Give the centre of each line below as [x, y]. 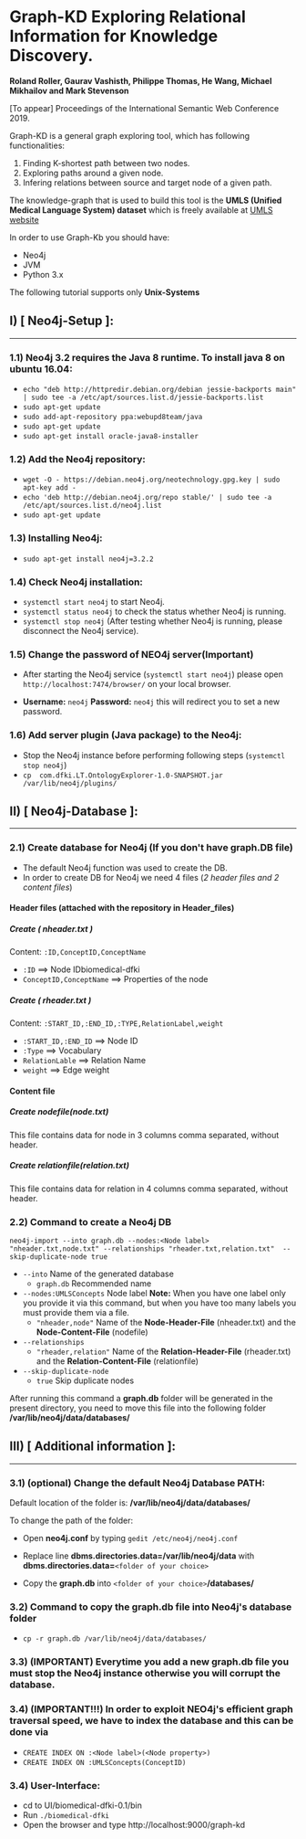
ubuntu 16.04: [41, 369]
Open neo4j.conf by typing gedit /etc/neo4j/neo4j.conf [130, 1538]
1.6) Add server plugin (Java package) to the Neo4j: [126, 735]
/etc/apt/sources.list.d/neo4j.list [92, 506]
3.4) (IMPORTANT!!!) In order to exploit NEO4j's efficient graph [151, 1709]
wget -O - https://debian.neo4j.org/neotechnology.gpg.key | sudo [151, 480]
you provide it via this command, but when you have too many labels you [159, 1303]
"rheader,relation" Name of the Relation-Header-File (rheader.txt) [163, 1351]
